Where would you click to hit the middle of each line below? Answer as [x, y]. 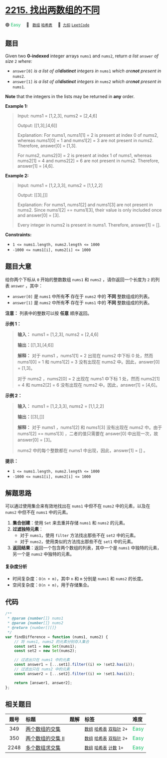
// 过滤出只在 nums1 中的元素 [42, 660]
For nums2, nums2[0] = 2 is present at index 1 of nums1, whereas [84, 155]
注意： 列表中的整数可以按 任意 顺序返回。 [49, 313]
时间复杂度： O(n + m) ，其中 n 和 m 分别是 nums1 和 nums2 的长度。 [79, 578]
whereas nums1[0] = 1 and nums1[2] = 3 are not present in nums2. [85, 140]
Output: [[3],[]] [33, 195]
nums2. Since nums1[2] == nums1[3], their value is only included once [89, 210]
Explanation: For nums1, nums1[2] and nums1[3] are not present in [85, 205]
